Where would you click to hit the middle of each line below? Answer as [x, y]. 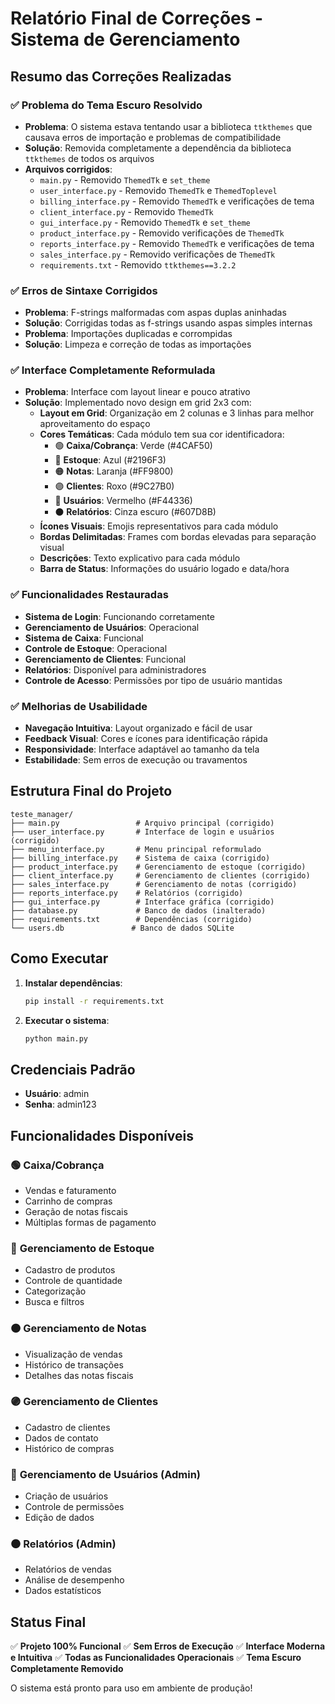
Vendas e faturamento [70, 1190]
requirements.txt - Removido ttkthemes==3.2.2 [138, 264]
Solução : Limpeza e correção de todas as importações [138, 344]
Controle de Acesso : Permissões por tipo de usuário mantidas [153, 680]
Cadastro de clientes [67, 1427]
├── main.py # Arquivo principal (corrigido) [142, 823]
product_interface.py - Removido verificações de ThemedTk [162, 233]
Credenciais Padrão [73, 1069]
